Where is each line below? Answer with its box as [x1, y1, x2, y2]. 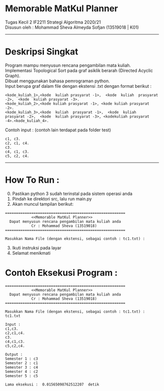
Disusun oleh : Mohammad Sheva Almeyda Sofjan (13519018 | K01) [5, 24, 139, 30]
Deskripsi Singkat [5, 46, 79, 57]
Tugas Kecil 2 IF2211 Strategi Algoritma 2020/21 [5, 19, 101, 25]
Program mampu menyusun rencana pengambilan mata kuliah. [5, 62, 131, 68]
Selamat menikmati [12, 250, 51, 256]
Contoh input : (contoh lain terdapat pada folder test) [5, 127, 111, 133]
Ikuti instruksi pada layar [12, 244, 61, 250]
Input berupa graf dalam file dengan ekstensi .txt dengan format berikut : [5, 83, 152, 89]
